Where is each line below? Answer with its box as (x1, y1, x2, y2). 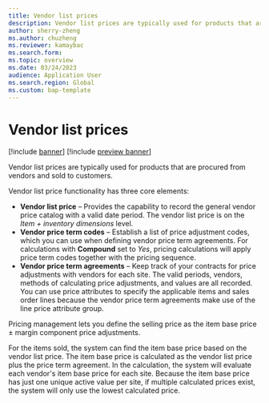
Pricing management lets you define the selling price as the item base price (8, 319, 258, 329)
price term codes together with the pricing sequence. (19, 253, 197, 262)
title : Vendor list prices (8, 11, 98, 20)
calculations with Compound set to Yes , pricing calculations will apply (19, 245, 251, 254)
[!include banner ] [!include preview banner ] (8, 147, 152, 157)
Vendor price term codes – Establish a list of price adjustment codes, (19, 227, 250, 237)
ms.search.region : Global (8, 78, 94, 86)
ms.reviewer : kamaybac (8, 42, 84, 50)
